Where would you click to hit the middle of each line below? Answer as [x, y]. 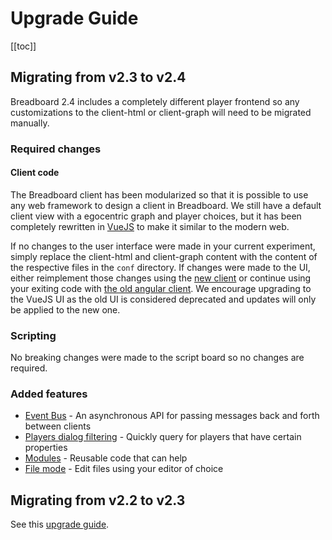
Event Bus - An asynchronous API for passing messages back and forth [172, 416]
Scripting [33, 335]
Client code [35, 173]
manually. [30, 123]
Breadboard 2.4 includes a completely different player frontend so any [155, 101]
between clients [58, 426]
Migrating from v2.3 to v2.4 [98, 77]
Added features [49, 394]
